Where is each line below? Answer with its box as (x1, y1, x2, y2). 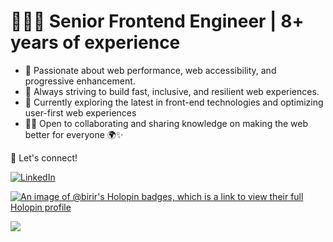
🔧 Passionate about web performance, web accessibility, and (24, 64, 277, 76)
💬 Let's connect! (10, 151, 78, 164)
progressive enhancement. (24, 75, 136, 87)
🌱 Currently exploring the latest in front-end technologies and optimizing (24, 96, 324, 108)
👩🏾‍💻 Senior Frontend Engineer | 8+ (10, 10, 305, 33)
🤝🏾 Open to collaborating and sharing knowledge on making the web (24, 117, 309, 129)
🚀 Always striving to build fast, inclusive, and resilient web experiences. (24, 85, 320, 97)
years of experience (10, 31, 181, 54)
